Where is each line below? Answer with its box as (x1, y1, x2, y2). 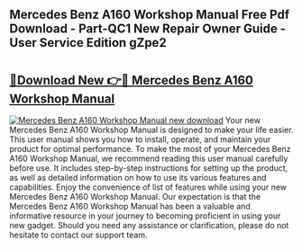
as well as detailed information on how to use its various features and (9, 173, 267, 182)
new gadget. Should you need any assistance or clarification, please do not (9, 220, 289, 230)
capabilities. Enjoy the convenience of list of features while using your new (9, 182, 287, 192)
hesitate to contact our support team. (9, 229, 148, 240)
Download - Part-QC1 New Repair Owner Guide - (9, 22, 287, 37)
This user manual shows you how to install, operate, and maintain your (9, 134, 271, 145)
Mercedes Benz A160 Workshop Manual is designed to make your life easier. (9, 125, 294, 135)
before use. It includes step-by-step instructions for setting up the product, (9, 163, 288, 173)
